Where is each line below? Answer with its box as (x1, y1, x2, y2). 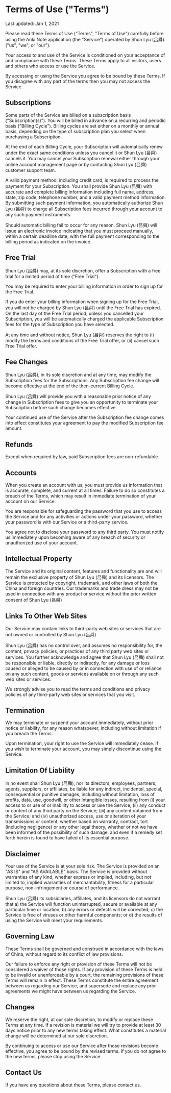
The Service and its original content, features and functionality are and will (5, 568, 162, 574)
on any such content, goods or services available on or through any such (5, 670, 159, 677)
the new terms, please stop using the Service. (5, 1053, 102, 1059)
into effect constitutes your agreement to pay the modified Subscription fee (5, 420, 164, 426)
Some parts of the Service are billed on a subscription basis (5, 112, 131, 118)
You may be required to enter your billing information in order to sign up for (5, 283, 163, 289)
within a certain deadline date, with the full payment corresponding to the (5, 233, 160, 239)
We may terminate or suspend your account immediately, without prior (5, 719, 154, 726)
